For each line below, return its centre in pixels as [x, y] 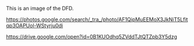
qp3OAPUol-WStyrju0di [35, 26]
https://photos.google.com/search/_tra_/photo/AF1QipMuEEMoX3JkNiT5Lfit [97, 19]
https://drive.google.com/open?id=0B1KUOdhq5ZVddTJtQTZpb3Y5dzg [92, 37]
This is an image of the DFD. [40, 8]
